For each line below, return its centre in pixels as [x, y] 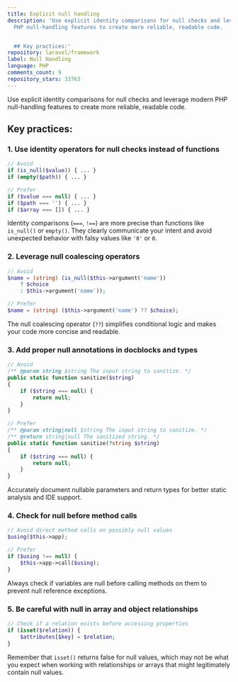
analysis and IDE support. [45, 498]
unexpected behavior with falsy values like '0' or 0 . [82, 238]
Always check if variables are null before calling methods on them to [107, 583]
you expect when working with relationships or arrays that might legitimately [119, 664]
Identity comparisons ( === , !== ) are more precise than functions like [106, 223]
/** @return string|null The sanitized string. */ [84, 437]
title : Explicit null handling [53, 14]
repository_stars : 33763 [44, 79]
